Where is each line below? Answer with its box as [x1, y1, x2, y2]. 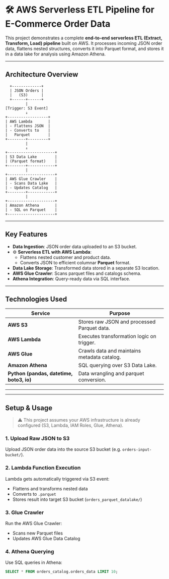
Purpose [109, 310, 130, 317]
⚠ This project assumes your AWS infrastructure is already [17, 417, 141, 423]
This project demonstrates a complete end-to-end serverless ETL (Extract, [5, 35, 162, 41]
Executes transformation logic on [78, 333, 157, 340]
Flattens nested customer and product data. [20, 254, 111, 260]
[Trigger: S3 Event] [5, 105, 49, 111]
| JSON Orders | [10, 88, 44, 93]
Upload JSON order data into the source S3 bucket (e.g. [5, 446, 122, 452]
